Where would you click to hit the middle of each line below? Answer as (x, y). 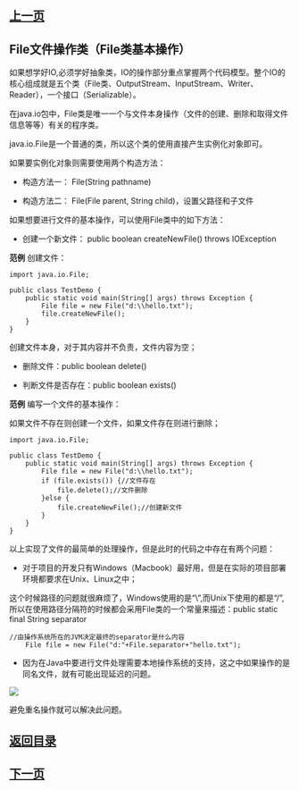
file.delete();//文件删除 (103, 491)
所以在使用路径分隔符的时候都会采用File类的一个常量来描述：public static (144, 609)
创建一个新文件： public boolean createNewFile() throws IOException (149, 239)
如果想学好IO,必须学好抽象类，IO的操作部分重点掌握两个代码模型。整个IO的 (147, 72)
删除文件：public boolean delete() (84, 366)
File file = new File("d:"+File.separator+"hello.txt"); (133, 645)
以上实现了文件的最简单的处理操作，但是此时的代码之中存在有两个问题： (142, 549)
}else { (55, 499)
